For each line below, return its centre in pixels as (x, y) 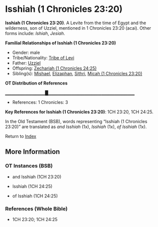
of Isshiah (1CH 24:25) (35, 196)
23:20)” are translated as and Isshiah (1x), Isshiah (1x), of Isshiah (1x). (76, 127)
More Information (33, 152)
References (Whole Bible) (36, 209)
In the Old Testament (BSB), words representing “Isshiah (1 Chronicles (76, 121)
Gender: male (26, 52)
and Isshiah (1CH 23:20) (37, 177)
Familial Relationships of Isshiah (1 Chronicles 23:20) (60, 43)
